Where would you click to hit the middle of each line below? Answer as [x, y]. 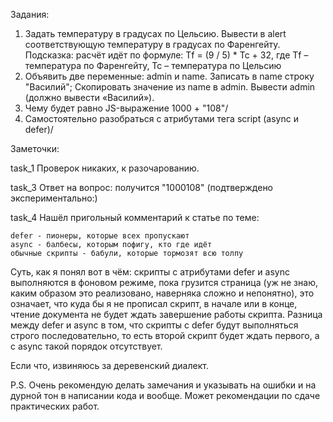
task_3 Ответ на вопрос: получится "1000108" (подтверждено [142, 187]
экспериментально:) [54, 198]
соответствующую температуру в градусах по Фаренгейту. [152, 44]
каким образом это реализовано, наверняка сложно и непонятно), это [162, 293]
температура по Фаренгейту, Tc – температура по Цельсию [153, 65]
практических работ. [55, 406]
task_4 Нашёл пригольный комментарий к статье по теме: [135, 217]
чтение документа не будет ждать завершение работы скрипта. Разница [166, 314]
